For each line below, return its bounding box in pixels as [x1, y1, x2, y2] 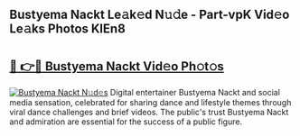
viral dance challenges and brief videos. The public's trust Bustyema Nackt [9, 107, 289, 117]
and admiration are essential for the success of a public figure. [9, 116, 242, 127]
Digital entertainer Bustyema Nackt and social [109, 87, 280, 97]
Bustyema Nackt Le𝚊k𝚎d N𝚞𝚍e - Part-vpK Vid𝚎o [9, 7, 290, 23]
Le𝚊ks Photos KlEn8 [9, 22, 127, 37]
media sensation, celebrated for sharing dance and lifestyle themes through [9, 97, 292, 107]
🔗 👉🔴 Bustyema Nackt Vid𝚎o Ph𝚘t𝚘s [9, 59, 224, 74]
